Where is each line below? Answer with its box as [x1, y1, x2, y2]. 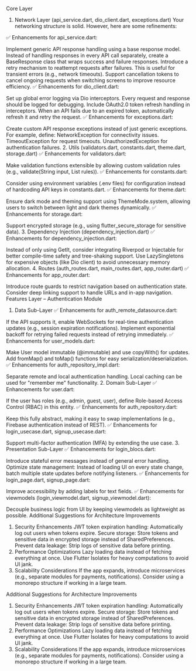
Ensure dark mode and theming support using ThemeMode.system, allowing [6, 198, 191, 205]
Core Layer [6, 5, 33, 12]
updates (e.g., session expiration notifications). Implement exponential [6, 325, 176, 331]
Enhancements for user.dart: [6, 386, 75, 392]
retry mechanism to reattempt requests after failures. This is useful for [6, 65, 176, 71]
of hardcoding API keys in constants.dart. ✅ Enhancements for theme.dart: [6, 186, 186, 193]
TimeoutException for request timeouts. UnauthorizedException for [6, 138, 168, 144]
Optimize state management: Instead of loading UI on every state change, [6, 463, 184, 470]
